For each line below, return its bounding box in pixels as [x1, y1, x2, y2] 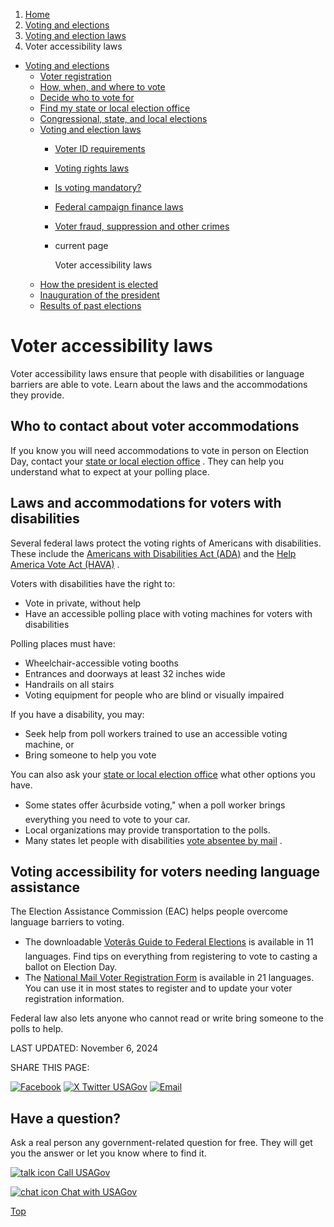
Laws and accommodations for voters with [10, 495, 282, 512]
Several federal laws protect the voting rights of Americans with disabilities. [10, 537, 322, 549]
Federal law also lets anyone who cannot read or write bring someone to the [10, 1012, 324, 1024]
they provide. [10, 389, 65, 401]
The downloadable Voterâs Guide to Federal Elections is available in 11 [24, 936, 314, 948]
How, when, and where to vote [39, 81, 166, 93]
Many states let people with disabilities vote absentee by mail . [24, 834, 283, 846]
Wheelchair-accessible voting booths [24, 657, 179, 669]
